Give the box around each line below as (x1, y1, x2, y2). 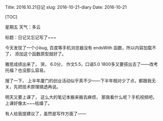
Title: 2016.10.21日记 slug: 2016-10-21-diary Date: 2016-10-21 (5, 4, 127, 10)
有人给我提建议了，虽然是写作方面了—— (5, 111, 86, 116)
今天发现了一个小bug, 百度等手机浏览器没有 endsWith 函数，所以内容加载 (5, 45, 152, 50)
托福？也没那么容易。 (5, 67, 48, 73)
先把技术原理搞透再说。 (13, 84, 61, 89)
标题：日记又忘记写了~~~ (5, 35, 57, 40)
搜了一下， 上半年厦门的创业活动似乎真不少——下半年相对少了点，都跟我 (5, 78, 152, 83)
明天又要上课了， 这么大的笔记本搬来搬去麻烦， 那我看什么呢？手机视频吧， (5, 94, 157, 100)
